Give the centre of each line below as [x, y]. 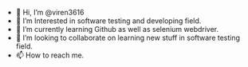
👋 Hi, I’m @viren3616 [50, 12]
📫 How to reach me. [50, 55]
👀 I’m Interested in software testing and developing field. [108, 21]
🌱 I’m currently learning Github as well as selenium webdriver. [117, 29]
